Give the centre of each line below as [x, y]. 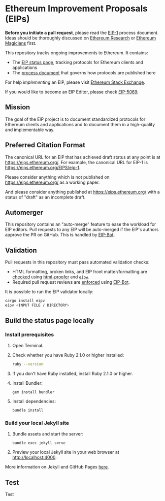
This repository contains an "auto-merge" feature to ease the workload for [81, 224]
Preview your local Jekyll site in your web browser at [66, 452]
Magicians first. [21, 43]
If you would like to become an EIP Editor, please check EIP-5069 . [72, 92]
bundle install [28, 410]
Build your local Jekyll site [37, 423]
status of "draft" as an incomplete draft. [45, 197]
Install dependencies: [34, 401]
